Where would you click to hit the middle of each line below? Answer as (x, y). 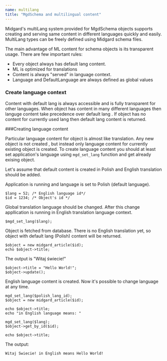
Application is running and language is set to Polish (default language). (78, 184)
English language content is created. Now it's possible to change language (82, 281)
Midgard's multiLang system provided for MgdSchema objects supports (79, 28)
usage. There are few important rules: (44, 54)
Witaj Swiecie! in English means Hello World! (54, 353)
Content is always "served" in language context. (62, 74)
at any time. (17, 286)
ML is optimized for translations (45, 69)
